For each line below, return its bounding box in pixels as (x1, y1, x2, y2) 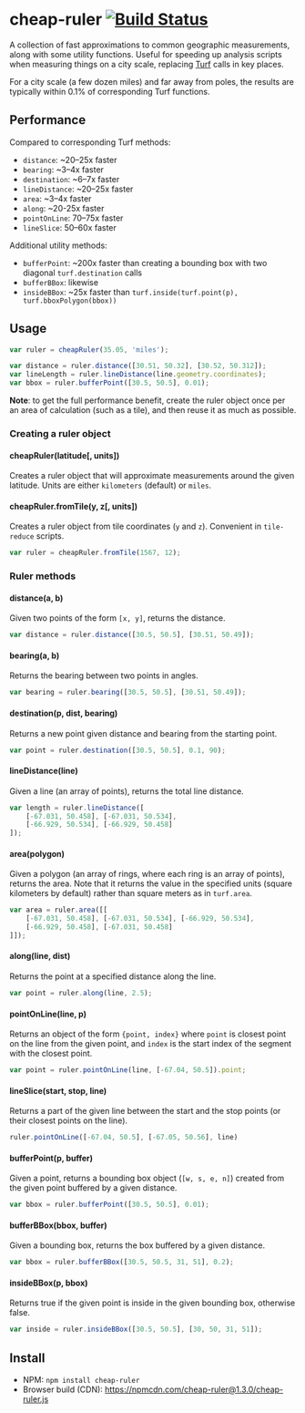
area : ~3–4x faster (22, 192, 92, 204)
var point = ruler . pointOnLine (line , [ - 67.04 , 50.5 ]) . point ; (9, 1066, 247, 1075)
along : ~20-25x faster (22, 202, 105, 213)
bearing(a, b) (9, 650, 60, 661)
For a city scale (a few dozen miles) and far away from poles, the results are (9, 76, 294, 87)
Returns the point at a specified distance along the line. (9, 971, 217, 982)
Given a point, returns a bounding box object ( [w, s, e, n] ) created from (9, 1172, 285, 1184)
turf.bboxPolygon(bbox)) (22, 296, 117, 305)
